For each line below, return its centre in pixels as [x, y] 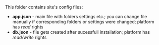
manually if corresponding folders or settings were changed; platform [83, 22]
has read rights [28, 27]
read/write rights [29, 37]
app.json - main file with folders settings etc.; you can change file [79, 16]
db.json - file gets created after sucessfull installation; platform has [81, 32]
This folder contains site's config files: [44, 7]
